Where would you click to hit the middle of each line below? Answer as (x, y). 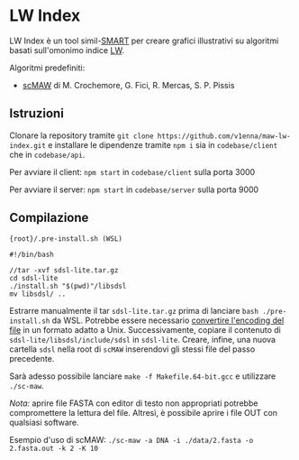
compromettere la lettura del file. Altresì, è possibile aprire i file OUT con (143, 412)
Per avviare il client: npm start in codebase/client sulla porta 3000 (132, 171)
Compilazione (49, 218)
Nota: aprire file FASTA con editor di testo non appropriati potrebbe (134, 403)
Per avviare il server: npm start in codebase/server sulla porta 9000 (134, 189)
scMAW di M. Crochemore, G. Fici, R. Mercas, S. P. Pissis (128, 85)
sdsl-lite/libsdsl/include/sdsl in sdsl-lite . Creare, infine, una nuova (143, 339)
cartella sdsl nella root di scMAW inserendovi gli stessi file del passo (132, 349)
